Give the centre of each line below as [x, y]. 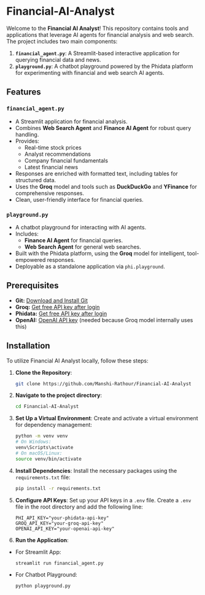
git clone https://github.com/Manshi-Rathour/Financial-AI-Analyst [103, 384]
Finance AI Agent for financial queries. [74, 240]
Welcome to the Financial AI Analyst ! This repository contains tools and [98, 28]
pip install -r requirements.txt [58, 488]
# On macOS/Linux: [39, 453]
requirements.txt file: [43, 477]
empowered [30, 259]
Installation [28, 346]
